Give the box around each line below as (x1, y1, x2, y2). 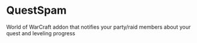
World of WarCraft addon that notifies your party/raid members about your (6, 23, 191, 30)
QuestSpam (6, 4, 67, 17)
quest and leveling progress (6, 29, 75, 36)
